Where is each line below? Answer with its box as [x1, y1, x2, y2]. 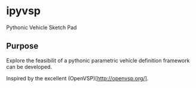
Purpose [6, 41, 39, 51]
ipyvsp [6, 4, 41, 18]
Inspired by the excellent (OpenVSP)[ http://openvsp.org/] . [6, 74, 149, 81]
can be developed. [6, 63, 53, 70]
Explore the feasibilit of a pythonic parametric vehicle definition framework [6, 56, 190, 64]
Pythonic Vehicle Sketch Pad [6, 24, 77, 31]
